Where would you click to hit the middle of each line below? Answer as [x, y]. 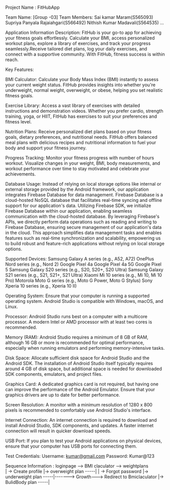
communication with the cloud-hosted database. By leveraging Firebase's [82, 216]
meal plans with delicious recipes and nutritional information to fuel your [81, 143]
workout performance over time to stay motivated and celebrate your [77, 169]
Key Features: [20, 69]
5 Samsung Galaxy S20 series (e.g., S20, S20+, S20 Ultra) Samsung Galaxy [84, 269]
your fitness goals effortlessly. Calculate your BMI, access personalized [80, 38]
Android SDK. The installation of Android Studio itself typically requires [79, 363]
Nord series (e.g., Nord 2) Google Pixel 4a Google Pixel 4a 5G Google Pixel [83, 264]
